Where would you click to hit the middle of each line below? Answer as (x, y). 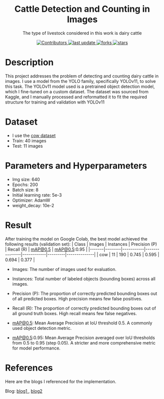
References (29, 368)
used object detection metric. (42, 328)
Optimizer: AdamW (31, 200)
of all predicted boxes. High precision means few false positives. (77, 298)
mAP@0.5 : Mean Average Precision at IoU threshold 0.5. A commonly (82, 323)
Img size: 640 (26, 179)
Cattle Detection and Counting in (82, 9)
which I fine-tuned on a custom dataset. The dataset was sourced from (77, 91)
